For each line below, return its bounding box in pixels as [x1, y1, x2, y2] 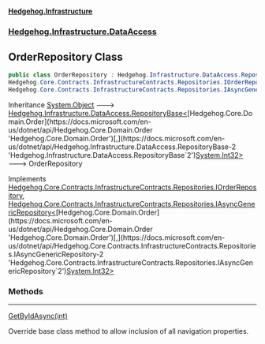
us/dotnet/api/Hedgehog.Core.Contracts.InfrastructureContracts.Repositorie [8, 241, 256, 250]
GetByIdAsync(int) [8, 312, 69, 321]
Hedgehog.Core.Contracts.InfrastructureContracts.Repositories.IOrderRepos [8, 182, 257, 192]
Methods [8, 286, 43, 297]
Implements [8, 174, 47, 183]
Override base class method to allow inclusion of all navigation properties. [8, 327, 249, 336]
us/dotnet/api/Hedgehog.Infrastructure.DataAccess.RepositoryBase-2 [8, 142, 237, 151]
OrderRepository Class [8, 50, 124, 63]
